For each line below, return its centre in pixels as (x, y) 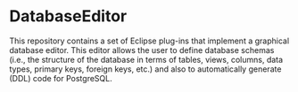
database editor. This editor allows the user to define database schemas (142, 50)
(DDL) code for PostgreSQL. (61, 78)
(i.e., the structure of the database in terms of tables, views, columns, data (146, 59)
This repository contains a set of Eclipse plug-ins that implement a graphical (149, 41)
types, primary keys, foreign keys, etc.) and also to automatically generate (145, 69)
